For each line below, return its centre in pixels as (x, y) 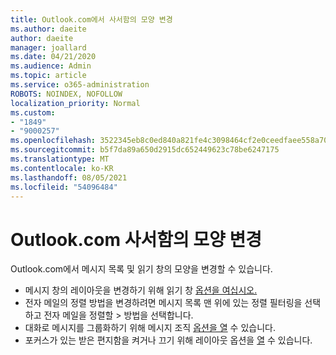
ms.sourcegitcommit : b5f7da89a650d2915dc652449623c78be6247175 (145, 150)
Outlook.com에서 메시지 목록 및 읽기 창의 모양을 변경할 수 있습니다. (141, 269)
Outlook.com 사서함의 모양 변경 (136, 239)
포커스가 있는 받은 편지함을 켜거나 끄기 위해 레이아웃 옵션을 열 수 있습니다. (168, 340)
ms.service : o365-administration (80, 85)
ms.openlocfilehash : (53, 141)
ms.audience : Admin (51, 66)
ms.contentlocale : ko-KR (62, 168)
